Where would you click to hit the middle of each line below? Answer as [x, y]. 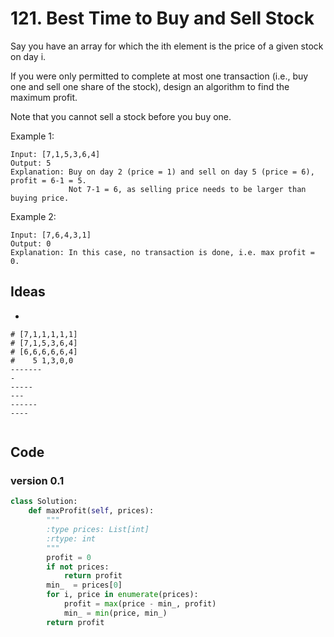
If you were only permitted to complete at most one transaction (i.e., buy [159, 76]
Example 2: [33, 216]
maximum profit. [44, 97]
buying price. [40, 198]
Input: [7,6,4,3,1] [51, 235]
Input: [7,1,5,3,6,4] [55, 154]
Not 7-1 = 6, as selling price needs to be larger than [187, 189]
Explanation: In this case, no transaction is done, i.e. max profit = [162, 252]
